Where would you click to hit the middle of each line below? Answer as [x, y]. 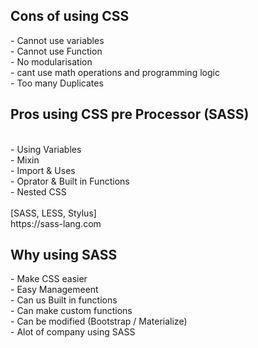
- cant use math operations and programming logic [115, 72]
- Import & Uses [43, 170]
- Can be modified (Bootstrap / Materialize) [99, 321]
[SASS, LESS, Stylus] [53, 213]
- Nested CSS [38, 191]
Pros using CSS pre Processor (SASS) [130, 114]
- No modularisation [51, 61]
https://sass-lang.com [56, 223]
